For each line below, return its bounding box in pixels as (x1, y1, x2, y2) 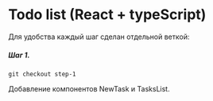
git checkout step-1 (8, 70, 77, 78)
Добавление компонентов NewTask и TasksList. (8, 84, 170, 93)
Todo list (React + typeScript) (8, 6, 207, 24)
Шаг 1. (8, 50, 30, 60)
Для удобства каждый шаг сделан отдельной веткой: (8, 32, 190, 41)
